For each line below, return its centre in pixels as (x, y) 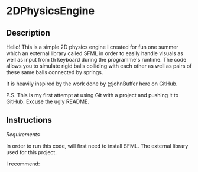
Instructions (29, 120)
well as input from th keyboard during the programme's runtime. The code (96, 60)
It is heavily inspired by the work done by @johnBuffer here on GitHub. (92, 84)
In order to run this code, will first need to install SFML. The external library (97, 146)
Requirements (23, 134)
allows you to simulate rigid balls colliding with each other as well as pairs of (99, 66)
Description (28, 33)
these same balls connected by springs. (55, 72)
